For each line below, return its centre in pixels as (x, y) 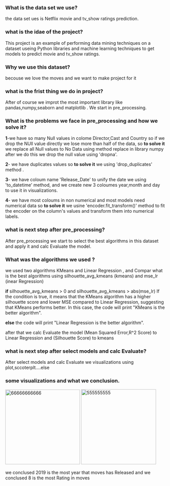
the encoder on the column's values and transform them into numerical (79, 211)
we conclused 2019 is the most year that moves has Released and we (78, 472)
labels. (12, 217)
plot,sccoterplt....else (27, 367)
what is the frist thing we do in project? (54, 91)
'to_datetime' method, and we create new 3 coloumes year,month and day (83, 185)
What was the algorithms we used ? (50, 260)
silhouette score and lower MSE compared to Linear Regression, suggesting (84, 302)
